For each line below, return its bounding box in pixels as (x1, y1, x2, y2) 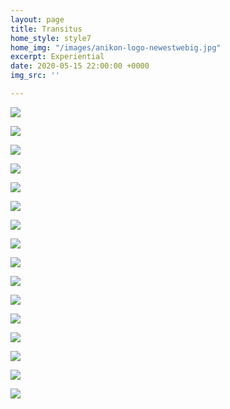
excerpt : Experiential (10, 52, 105, 62)
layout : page (10, 14, 65, 25)
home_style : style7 (10, 33, 92, 43)
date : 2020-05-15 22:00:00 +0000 (10, 61, 150, 71)
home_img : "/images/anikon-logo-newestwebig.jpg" (10, 42, 222, 53)
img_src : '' (10, 71, 60, 81)
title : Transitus (10, 24, 83, 34)
